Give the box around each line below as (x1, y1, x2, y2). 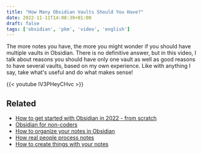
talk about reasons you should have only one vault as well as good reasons (6, 56, 196, 63)
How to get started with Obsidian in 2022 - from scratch (15, 114, 157, 122)
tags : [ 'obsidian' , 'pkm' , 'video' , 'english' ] (6, 26, 130, 32)
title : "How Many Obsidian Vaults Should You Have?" (6, 9, 144, 15)
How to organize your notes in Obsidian (15, 128, 115, 135)
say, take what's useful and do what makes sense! (6, 68, 133, 76)
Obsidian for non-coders (15, 121, 78, 128)
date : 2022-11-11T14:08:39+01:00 (6, 15, 92, 21)
